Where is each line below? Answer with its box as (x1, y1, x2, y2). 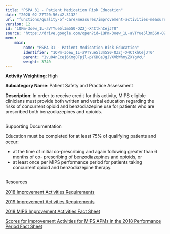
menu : (5, 36, 17, 41)
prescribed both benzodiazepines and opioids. (5, 109, 102, 115)
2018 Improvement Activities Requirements (5, 189, 95, 195)
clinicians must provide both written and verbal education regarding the (5, 98, 154, 104)
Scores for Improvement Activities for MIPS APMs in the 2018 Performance (5, 218, 161, 224)
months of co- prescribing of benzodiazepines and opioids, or (12, 154, 142, 160)
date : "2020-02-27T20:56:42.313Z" (5, 12, 78, 17)
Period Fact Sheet (5, 223, 43, 230)
